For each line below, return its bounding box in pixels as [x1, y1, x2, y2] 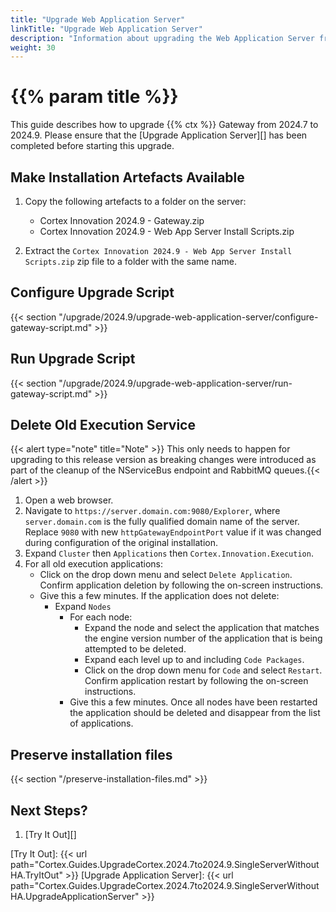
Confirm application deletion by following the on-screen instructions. [39, 579, 324, 591]
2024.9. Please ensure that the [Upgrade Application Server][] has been [10, 129, 308, 141]
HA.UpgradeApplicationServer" [10, 891, 140, 903]
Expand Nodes [54, 601, 112, 613]
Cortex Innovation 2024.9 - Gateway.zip [39, 215, 205, 226]
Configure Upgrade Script [10, 284, 175, 301]
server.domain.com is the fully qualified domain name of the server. [24, 516, 300, 528]
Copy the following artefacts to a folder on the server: [24, 196, 247, 207]
